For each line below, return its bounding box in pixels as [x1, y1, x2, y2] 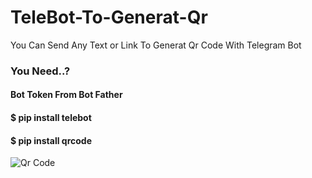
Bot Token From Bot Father [10, 89, 123, 101]
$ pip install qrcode [10, 134, 92, 146]
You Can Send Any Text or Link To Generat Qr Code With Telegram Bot [10, 39, 302, 51]
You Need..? [10, 64, 71, 78]
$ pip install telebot [10, 112, 92, 124]
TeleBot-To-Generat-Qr [10, 6, 208, 29]
